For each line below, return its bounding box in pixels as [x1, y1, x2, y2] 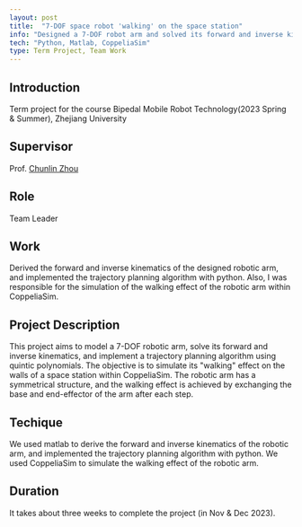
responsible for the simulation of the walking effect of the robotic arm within [9, 282, 291, 293]
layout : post [9, 13, 58, 22]
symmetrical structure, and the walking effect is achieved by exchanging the [9, 379, 292, 391]
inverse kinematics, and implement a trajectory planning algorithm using [9, 351, 277, 362]
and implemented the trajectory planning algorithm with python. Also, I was [9, 272, 288, 283]
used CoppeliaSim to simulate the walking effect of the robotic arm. [9, 458, 259, 468]
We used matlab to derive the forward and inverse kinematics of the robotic [9, 439, 289, 449]
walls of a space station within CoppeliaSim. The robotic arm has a [9, 370, 256, 381]
